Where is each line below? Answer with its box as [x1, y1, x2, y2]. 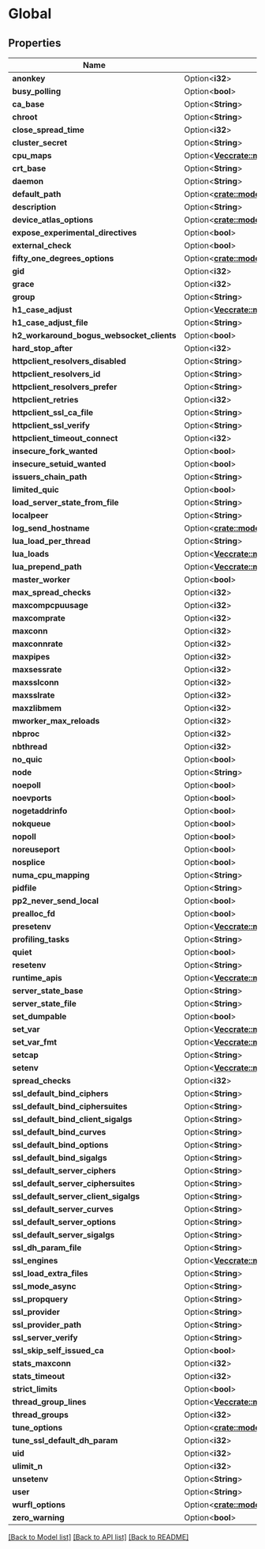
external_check [12, 240, 72, 251]
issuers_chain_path [12, 471, 88, 482]
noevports [12, 792, 53, 803]
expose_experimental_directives [12, 227, 137, 238]
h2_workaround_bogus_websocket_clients [12, 330, 177, 341]
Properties [8, 36, 62, 50]
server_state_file [12, 998, 77, 1009]
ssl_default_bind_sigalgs [12, 1152, 108, 1163]
